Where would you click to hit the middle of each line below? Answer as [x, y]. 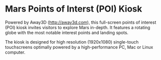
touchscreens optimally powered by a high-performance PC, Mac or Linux [79, 47]
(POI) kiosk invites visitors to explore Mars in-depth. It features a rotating [78, 27]
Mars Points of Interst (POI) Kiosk [73, 9]
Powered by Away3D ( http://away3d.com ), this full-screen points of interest [81, 22]
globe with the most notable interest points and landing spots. [67, 32]
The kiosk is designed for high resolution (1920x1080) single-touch [72, 42]
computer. [15, 52]
